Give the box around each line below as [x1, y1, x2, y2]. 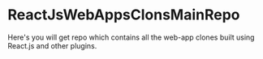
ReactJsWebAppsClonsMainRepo [7, 6, 240, 24]
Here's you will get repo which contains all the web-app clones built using [7, 32, 255, 42]
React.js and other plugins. [7, 40, 97, 50]
